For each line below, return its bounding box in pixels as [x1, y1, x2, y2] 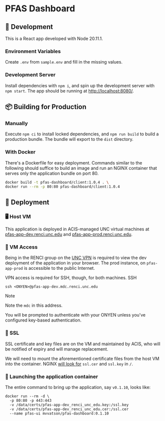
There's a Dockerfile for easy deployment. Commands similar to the [5, 160, 142, 165]
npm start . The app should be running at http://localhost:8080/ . [5, 88, 134, 94]
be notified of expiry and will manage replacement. [5, 346, 108, 352]
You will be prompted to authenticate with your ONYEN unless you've [5, 312, 146, 318]
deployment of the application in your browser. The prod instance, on [5, 260, 146, 266]
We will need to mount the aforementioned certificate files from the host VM [5, 356, 160, 361]
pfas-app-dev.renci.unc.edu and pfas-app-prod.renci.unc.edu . [5, 231, 133, 237]
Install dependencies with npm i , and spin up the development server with [5, 82, 155, 89]
